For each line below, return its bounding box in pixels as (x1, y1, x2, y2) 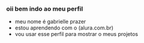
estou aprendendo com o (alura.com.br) (14, 24, 114, 31)
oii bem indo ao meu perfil (6, 5, 84, 13)
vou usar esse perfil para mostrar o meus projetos (14, 31, 139, 38)
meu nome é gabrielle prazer (14, 18, 87, 25)
